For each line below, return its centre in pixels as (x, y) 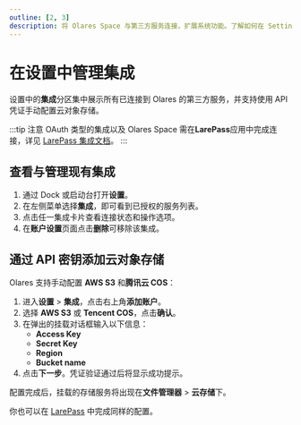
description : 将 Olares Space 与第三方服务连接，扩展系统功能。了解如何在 (137, 26)
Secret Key (56, 344)
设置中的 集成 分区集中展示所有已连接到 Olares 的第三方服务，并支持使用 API (149, 99)
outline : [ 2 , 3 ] (39, 17)
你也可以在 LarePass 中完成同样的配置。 (84, 412)
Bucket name (61, 362)
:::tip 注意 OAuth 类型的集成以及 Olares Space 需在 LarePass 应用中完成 (140, 130)
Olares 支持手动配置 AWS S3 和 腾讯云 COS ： (93, 283)
